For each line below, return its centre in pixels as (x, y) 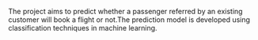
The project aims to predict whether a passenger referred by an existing (125, 11)
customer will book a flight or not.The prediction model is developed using (129, 20)
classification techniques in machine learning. (83, 28)
